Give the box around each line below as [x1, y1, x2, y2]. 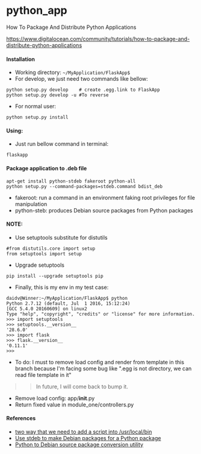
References [6, 415, 36, 422]
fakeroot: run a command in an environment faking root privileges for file [14, 194, 196, 201]
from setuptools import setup [6, 250, 82, 257]
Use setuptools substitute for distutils [14, 234, 108, 241]
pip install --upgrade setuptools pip [6, 273, 104, 279]
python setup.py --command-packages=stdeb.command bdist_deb [6, 183, 163, 190]
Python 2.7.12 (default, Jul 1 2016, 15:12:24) [6, 300, 131, 306]
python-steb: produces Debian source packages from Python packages [14, 207, 194, 214]
